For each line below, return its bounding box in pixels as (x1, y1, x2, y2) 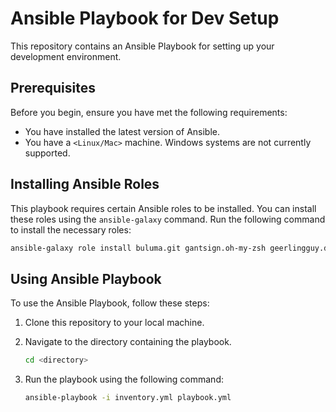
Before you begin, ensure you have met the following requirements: (10, 106, 288, 118)
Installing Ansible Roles (10, 176, 160, 193)
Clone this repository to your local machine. (24, 317, 205, 329)
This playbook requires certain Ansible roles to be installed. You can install (10, 202, 317, 214)
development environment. (10, 50, 122, 62)
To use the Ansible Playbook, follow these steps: (10, 297, 210, 309)
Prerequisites (10, 80, 96, 97)
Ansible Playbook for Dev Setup (10, 7, 280, 30)
